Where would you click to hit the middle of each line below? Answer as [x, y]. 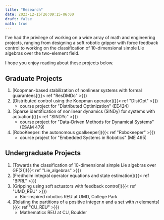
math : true [16, 23]
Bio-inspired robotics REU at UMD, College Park [69, 196]
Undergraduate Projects [43, 153]
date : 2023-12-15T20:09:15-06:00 [40, 14]
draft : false [19, 19]
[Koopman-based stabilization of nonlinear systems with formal [77, 90]
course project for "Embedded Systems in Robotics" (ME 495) [83, 138]
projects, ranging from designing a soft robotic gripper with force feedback [82, 43]
